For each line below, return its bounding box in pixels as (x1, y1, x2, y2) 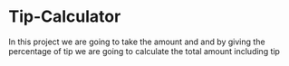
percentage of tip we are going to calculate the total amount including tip (8, 45, 280, 56)
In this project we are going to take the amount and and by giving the (8, 36, 265, 47)
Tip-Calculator (8, 6, 121, 27)
